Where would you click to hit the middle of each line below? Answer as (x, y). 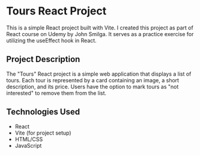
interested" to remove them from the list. (56, 93)
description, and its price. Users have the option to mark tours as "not (92, 87)
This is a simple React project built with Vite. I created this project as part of (100, 28)
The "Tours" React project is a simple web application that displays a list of (99, 74)
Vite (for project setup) (43, 133)
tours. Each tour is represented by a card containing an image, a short (92, 80)
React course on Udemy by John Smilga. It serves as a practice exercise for (100, 34)
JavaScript (28, 145)
